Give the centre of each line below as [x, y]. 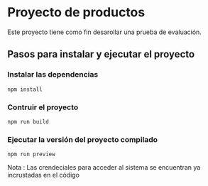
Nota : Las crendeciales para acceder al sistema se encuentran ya [104, 168]
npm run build [28, 121]
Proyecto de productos [76, 12]
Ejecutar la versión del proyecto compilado [83, 139]
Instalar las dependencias [53, 75]
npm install [25, 89]
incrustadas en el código [44, 175]
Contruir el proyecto [43, 107]
